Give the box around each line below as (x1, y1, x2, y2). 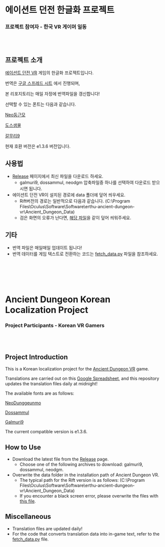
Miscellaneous (5, 512, 51, 521)
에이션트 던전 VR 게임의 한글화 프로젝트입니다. (5, 70, 94, 76)
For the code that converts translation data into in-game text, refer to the (12, 531, 160, 537)
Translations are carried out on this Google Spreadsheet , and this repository (5, 375, 160, 381)
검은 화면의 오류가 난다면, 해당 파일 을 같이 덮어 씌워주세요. (19, 215, 132, 221)
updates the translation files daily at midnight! (5, 381, 98, 387)
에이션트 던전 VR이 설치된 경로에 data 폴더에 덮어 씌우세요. (12, 192, 126, 198)
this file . (19, 498, 36, 504)
